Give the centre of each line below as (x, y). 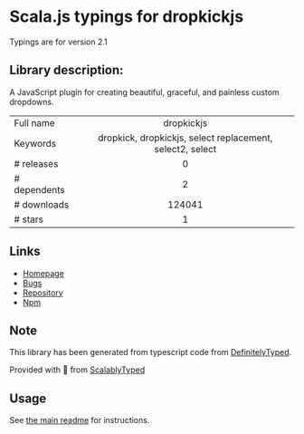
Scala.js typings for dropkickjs (127, 17)
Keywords (35, 143)
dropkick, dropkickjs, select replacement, (185, 138)
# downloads (42, 204)
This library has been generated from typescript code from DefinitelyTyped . (151, 352)
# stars (28, 219)
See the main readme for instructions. (80, 420)
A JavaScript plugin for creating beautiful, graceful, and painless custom (144, 92)
